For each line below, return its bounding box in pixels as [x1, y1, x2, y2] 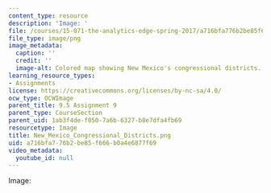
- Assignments [8, 79, 56, 87]
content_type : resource [8, 11, 89, 20]
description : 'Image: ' [8, 19, 89, 27]
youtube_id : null [15, 154, 74, 162]
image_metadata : [8, 42, 63, 50]
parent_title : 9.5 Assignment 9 [8, 101, 117, 109]
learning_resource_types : [8, 72, 95, 80]
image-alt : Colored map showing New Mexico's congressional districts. [15, 64, 262, 72]
